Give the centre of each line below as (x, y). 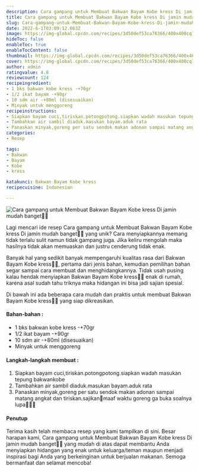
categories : (21, 133)
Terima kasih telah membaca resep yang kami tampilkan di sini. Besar (91, 431)
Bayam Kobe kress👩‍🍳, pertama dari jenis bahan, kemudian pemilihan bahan (98, 264)
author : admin (24, 67)
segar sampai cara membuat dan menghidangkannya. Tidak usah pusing (95, 270)
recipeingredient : (29, 84)
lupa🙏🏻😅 (25, 405)
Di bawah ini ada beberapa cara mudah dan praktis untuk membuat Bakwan (99, 294)
